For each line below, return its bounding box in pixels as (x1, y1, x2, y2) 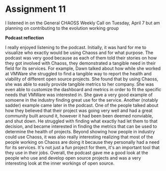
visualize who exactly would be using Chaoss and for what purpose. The (5, 50, 154, 56)
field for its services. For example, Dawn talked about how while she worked (5, 65, 161, 71)
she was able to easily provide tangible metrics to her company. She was (5, 81, 154, 87)
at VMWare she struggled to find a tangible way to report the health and (5, 70, 152, 76)
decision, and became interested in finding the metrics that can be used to (5, 123, 157, 129)
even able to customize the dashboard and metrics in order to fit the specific (5, 86, 162, 92)
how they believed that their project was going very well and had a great (5, 108, 153, 114)
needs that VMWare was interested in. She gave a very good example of (5, 92, 153, 98)
